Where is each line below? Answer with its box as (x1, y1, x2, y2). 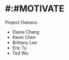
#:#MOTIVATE (5, 3, 65, 14)
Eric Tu (12, 45, 27, 51)
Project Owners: (5, 19, 38, 25)
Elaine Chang (12, 29, 39, 35)
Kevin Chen (12, 34, 36, 40)
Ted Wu (12, 50, 29, 56)
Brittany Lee (12, 39, 37, 45)
